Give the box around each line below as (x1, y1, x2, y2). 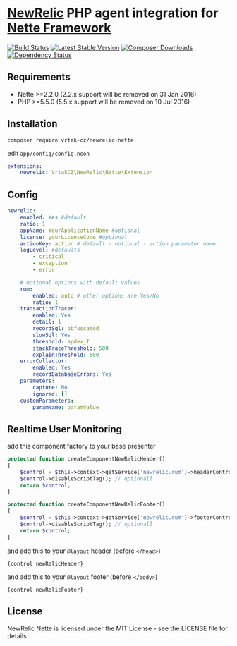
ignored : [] (32, 390, 68, 398)
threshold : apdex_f (32, 338, 90, 345)
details (7, 631, 27, 640)
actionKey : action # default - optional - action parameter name (20, 240, 217, 248)
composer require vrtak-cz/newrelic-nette (7, 136, 134, 144)
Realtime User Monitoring (7, 423, 122, 435)
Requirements (7, 71, 71, 83)
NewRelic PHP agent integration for (7, 5, 219, 21)
